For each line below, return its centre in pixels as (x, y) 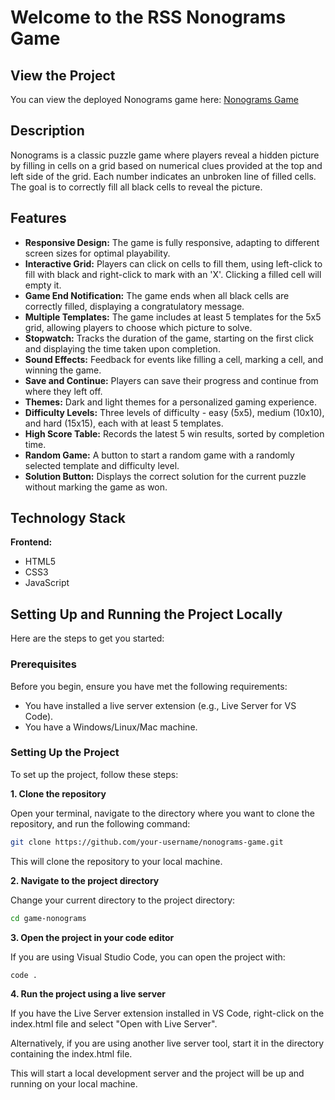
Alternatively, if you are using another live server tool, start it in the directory (167, 1043)
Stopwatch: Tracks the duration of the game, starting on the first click (169, 338)
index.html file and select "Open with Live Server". (114, 1024)
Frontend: (31, 542)
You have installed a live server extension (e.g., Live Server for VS (160, 705)
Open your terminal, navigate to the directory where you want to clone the (162, 813)
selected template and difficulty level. (102, 465)
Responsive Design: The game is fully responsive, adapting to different (172, 242)
